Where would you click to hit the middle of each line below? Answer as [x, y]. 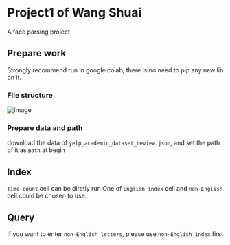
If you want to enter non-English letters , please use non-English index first [115, 234]
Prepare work [37, 53]
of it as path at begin [36, 150]
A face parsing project [39, 32]
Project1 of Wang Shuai [74, 13]
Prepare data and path [45, 127]
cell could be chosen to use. [47, 196]
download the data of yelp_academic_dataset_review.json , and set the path [114, 143]
